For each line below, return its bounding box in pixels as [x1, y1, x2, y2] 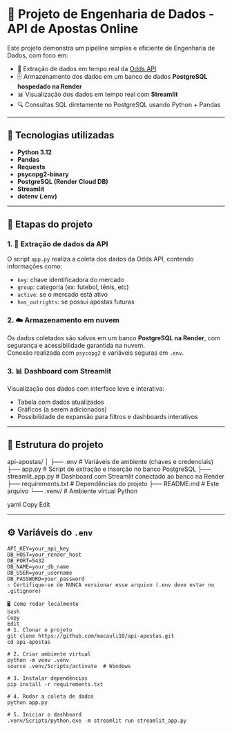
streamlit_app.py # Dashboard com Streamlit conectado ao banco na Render [7, 472, 225, 480]
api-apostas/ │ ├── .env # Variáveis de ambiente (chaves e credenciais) [7, 457, 214, 465]
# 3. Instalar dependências [7, 674, 88, 682]
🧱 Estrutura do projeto [7, 439, 104, 451]
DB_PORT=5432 [7, 557, 45, 564]
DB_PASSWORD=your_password [7, 575, 85, 582]
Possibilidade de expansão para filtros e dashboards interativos [17, 413, 198, 421]
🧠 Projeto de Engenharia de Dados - [7, 6, 215, 22]
